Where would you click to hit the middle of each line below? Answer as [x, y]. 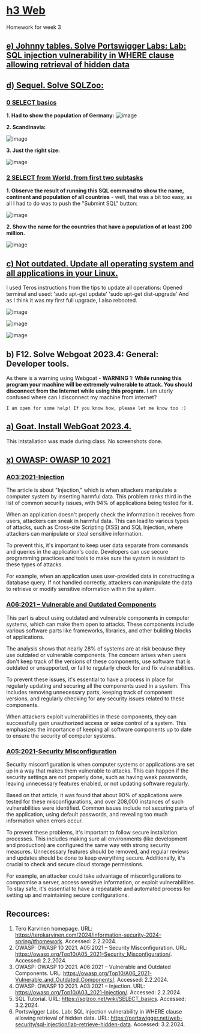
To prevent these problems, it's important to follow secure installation [92, 833]
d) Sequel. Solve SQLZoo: [55, 85]
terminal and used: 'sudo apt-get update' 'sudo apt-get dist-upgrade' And [97, 294]
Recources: [28, 914]
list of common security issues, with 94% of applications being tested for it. [100, 503]
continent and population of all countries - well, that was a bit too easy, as [99, 197]
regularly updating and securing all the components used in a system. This [98, 685]
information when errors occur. [44, 821]
